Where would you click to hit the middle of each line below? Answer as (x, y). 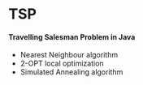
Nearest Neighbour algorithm (69, 55)
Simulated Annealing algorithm (71, 72)
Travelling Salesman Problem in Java (72, 36)
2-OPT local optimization (62, 64)
